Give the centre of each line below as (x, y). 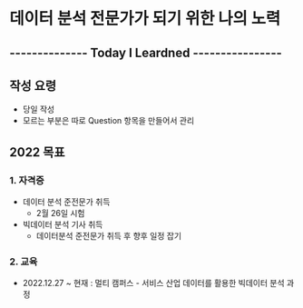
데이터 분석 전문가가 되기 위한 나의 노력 (145, 19)
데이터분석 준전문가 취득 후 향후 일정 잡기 (109, 236)
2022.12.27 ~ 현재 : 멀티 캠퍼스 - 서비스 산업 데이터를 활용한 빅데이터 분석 (153, 283)
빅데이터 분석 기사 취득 (63, 224)
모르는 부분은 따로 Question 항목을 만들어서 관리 (108, 121)
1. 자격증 (27, 180)
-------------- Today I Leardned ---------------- (146, 52)
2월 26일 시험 (60, 214)
